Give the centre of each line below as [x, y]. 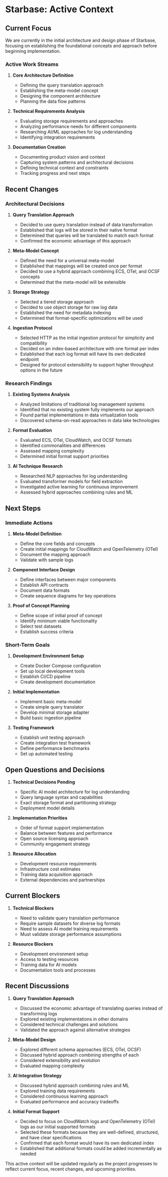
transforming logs [38, 1013]
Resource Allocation [34, 854]
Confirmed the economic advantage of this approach [75, 240]
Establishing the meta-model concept [59, 90]
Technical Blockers [33, 908]
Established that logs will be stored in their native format [79, 230]
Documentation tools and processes [58, 970]
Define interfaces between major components [68, 579]
